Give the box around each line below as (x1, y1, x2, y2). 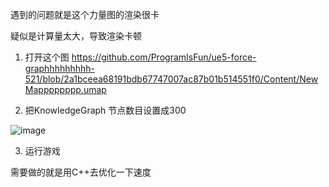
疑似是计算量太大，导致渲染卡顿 (10, 30, 142, 42)
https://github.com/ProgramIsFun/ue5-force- (71, 51, 257, 63)
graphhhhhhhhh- (24, 63, 96, 74)
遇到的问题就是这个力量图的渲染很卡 (10, 9, 160, 20)
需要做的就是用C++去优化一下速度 (10, 166, 152, 178)
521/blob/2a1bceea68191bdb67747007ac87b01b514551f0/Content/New (24, 73, 319, 85)
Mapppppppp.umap (24, 84, 107, 95)
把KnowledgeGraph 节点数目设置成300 (24, 104, 187, 116)
